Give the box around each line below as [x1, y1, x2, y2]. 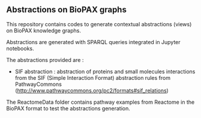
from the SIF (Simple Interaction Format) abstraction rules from [14, 74, 171, 81]
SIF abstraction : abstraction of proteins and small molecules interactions [14, 68, 196, 75]
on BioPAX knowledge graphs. [6, 27, 81, 34]
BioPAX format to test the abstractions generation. [6, 104, 131, 112]
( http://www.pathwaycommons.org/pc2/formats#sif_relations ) [14, 86, 169, 94]
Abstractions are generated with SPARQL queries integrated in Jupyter [6, 38, 181, 45]
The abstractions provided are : [6, 56, 84, 63]
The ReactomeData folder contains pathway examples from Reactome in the [6, 98, 195, 105]
